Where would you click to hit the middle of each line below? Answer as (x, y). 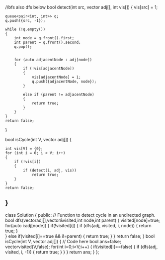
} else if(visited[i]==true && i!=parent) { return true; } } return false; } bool (80, 236)
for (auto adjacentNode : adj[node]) (53, 60)
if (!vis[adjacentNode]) (49, 69)
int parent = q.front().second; (47, 42)
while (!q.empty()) (25, 29)
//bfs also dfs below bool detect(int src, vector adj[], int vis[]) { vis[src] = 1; (82, 7)
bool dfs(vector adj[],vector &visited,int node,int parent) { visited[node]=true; (83, 220)
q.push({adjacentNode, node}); (64, 82)
